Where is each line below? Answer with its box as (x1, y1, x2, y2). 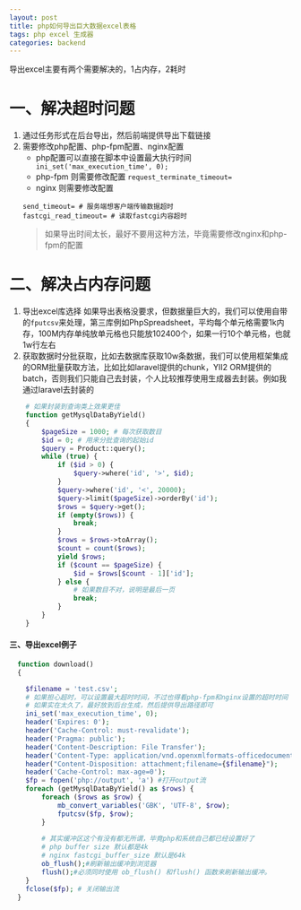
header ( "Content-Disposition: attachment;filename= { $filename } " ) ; (25, 759, 279, 768)
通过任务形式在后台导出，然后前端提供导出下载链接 (21, 130, 211, 141)
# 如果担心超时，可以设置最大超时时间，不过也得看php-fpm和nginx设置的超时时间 (25, 692, 288, 702)
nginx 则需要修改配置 (35, 183, 114, 194)
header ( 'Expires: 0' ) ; (25, 718, 110, 727)
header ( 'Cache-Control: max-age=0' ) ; (25, 767, 167, 776)
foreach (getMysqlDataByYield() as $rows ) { (25, 784, 194, 793)
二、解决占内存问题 (9, 274, 151, 295)
